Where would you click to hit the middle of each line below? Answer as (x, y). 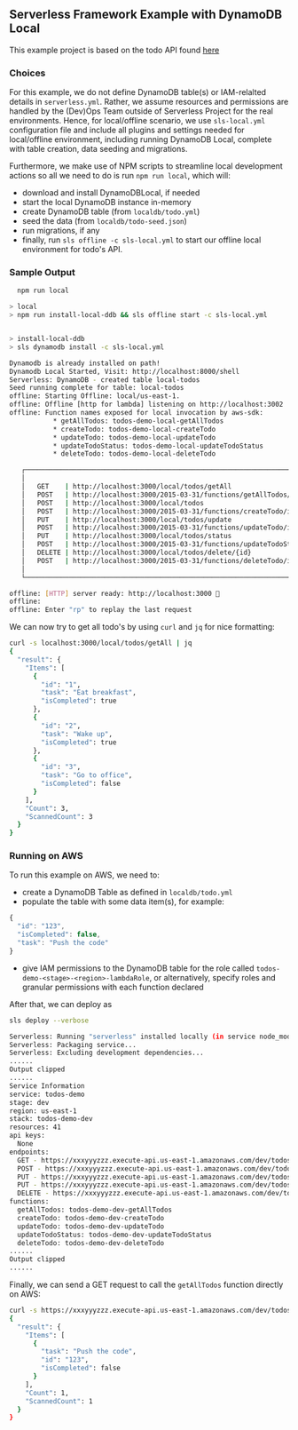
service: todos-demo (47, 1094)
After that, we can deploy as (61, 1004)
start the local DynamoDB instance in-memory (107, 203)
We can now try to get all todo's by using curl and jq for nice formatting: (142, 627)
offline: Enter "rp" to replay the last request (101, 610)
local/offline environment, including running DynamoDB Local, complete (141, 139)
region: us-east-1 (43, 1111)
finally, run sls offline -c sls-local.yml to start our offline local (141, 240)
